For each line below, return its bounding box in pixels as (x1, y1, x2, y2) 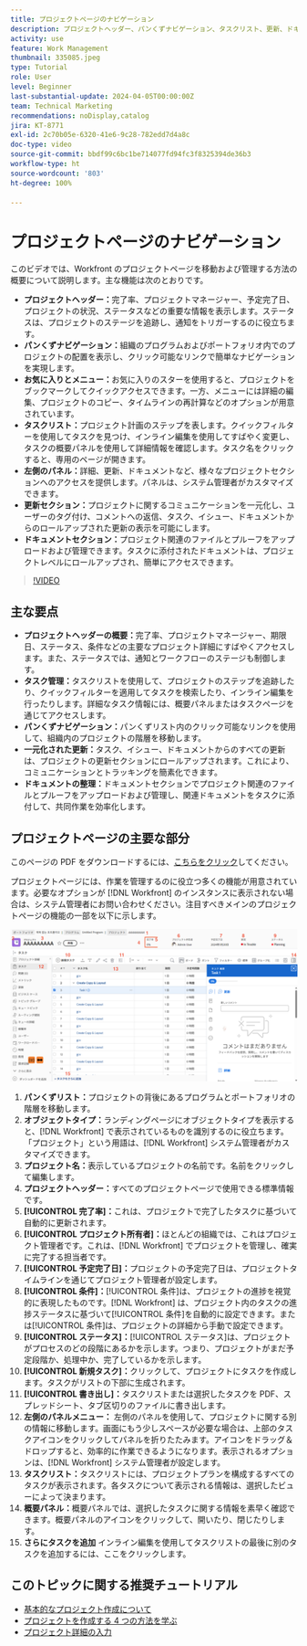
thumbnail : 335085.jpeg (10, 53, 101, 63)
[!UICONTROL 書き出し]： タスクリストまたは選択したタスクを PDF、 (23, 1388, 283, 1399)
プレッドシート (23, 1399, 80, 1410)
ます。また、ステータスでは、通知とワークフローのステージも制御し (23, 653, 279, 664)
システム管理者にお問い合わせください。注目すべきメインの (34, 898, 258, 909)
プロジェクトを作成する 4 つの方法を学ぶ (23, 1615, 178, 1626)
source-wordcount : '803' (10, 169, 105, 178)
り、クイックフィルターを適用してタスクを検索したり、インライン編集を (23, 687, 294, 698)
